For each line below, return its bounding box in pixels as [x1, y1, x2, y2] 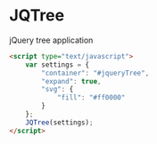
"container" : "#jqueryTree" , [41, 68, 150, 77]
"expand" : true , [41, 76, 102, 85]
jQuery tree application [9, 35, 94, 45]
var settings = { [25, 60, 90, 69]
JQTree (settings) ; [25, 117, 94, 127]
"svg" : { [41, 85, 74, 94]
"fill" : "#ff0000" [56, 93, 126, 102]
